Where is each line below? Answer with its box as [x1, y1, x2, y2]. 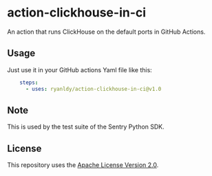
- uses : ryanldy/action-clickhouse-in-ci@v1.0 [25, 85, 162, 92]
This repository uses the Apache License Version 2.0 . [7, 161, 159, 169]
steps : [19, 79, 39, 86]
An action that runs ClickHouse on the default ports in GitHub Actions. [7, 27, 206, 36]
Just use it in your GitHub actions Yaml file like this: [7, 65, 153, 74]
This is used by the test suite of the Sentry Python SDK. [7, 122, 165, 131]
